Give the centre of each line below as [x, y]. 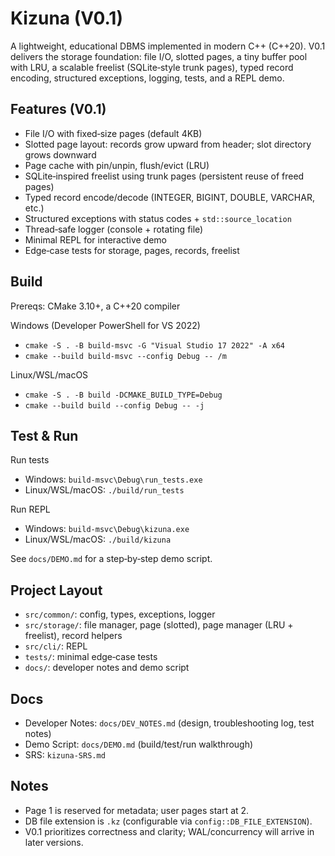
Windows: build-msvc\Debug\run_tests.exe [113, 479]
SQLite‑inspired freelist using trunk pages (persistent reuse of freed [164, 176]
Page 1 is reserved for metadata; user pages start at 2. [137, 810]
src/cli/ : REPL [56, 646]
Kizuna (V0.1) [66, 18]
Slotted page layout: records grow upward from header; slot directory [168, 144]
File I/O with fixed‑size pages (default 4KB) [113, 133]
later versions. [54, 842]
